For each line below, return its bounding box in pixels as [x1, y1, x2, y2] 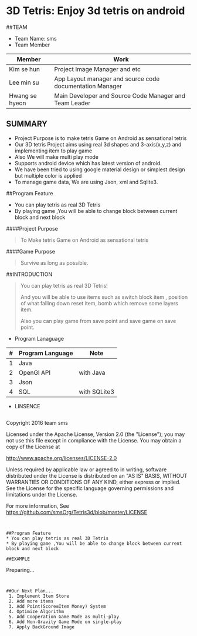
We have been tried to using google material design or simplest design [14, 166, 185, 173]
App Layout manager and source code [54, 75, 160, 83]
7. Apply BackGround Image [8, 624, 75, 630]
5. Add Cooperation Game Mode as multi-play [8, 614, 119, 620]
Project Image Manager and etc [54, 65, 141, 73]
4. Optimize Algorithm [8, 608, 64, 614]
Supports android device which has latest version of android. [14, 159, 162, 167]
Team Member [14, 41, 50, 48]
